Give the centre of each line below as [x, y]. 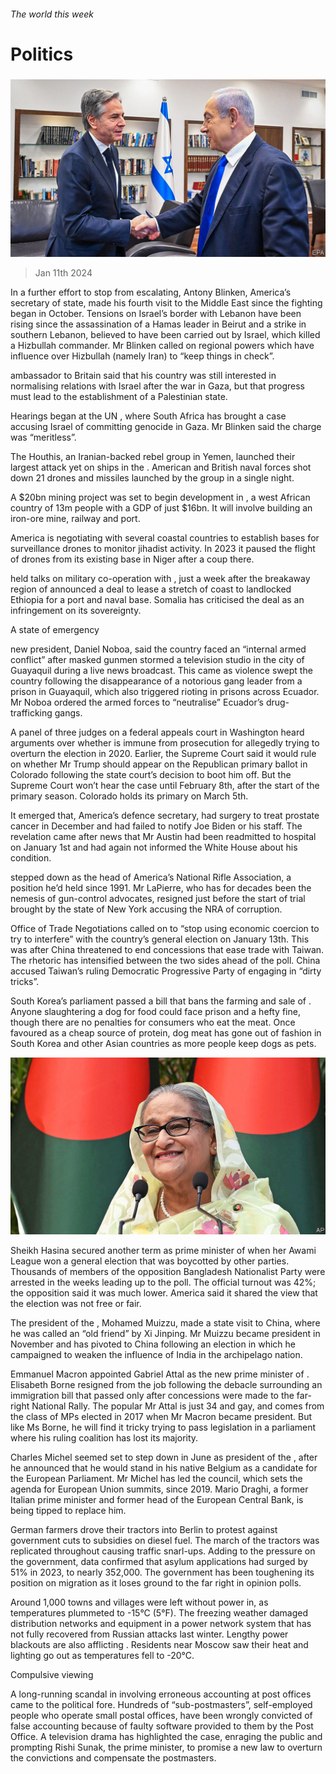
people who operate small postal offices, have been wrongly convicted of [161, 1716]
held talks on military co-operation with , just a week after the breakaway [160, 578]
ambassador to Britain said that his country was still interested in [143, 375]
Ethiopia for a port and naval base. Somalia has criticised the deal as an [157, 599]
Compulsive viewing [52, 1675]
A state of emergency [55, 629]
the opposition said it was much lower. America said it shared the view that [164, 1293]
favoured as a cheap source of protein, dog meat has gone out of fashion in [166, 1032]
